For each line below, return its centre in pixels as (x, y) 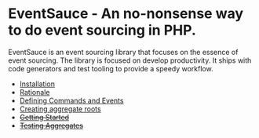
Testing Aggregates (51, 125)
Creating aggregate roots (60, 109)
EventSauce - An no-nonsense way (126, 14)
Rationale (35, 92)
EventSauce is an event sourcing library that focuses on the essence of (123, 52)
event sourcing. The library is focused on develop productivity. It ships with (130, 60)
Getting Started (44, 117)
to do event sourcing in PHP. (102, 30)
